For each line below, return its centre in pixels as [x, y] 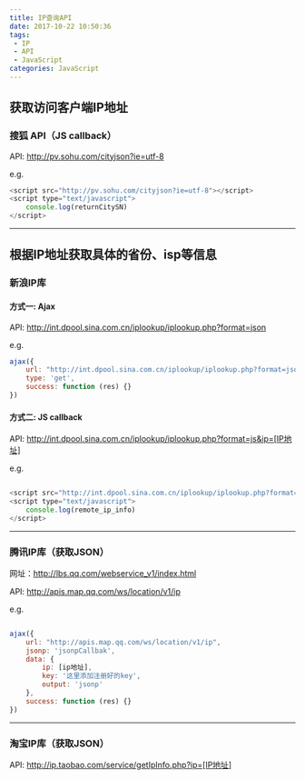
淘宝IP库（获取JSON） [59, 744]
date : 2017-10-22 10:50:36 [60, 26]
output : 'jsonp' [73, 684]
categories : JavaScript [54, 69]
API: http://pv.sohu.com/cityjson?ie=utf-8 [87, 156]
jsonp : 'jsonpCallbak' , [71, 651]
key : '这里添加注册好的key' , [92, 676]
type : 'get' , [50, 378]
